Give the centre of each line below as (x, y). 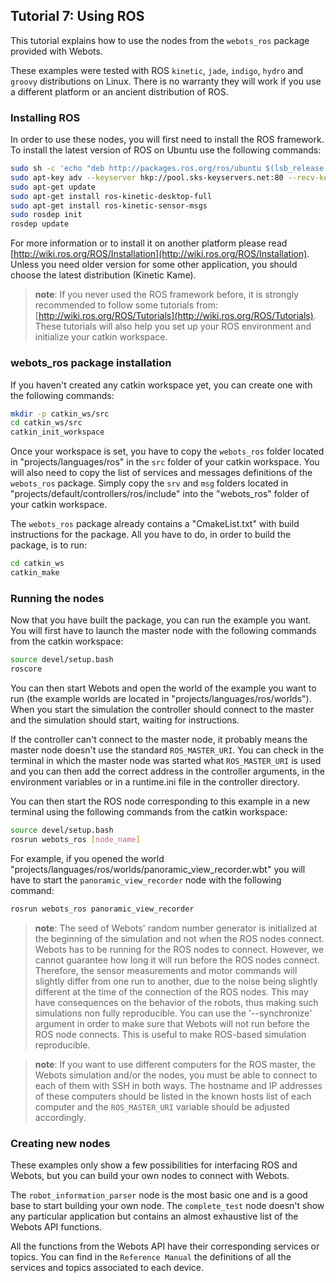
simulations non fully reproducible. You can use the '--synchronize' (173, 1013)
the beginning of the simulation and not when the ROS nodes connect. (179, 938)
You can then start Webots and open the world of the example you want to (163, 688)
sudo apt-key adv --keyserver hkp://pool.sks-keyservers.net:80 (147, 177)
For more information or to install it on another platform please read (149, 243)
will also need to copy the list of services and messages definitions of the (161, 473)
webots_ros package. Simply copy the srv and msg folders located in (149, 483)
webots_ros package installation (91, 363)
